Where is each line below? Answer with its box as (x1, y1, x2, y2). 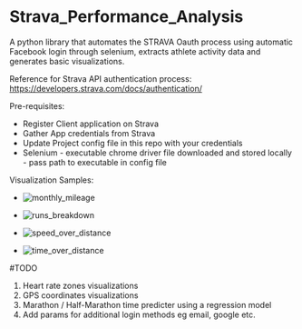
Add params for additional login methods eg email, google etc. (22, 309, 256, 320)
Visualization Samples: (9, 174, 94, 185)
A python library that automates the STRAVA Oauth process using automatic (9, 36, 293, 47)
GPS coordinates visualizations (22, 289, 139, 301)
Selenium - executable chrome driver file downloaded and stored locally (22, 147, 293, 158)
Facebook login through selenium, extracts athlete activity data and (9, 45, 261, 56)
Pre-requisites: (9, 100, 65, 111)
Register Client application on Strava (22, 118, 160, 129)
